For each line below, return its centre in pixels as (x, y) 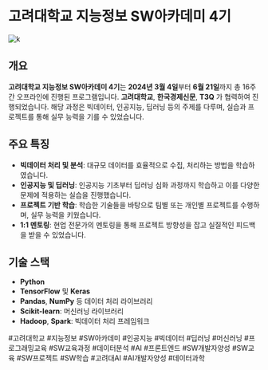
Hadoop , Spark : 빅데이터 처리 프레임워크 (85, 321)
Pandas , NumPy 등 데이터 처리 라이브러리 (86, 301)
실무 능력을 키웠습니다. (66, 215)
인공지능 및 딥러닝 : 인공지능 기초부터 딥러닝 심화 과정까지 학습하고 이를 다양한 (140, 185)
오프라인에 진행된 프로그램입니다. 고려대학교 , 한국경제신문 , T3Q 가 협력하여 (134, 96)
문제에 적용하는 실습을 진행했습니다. (75, 195)
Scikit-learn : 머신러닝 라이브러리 (72, 311)
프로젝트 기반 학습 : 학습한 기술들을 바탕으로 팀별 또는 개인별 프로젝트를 (129, 205)
